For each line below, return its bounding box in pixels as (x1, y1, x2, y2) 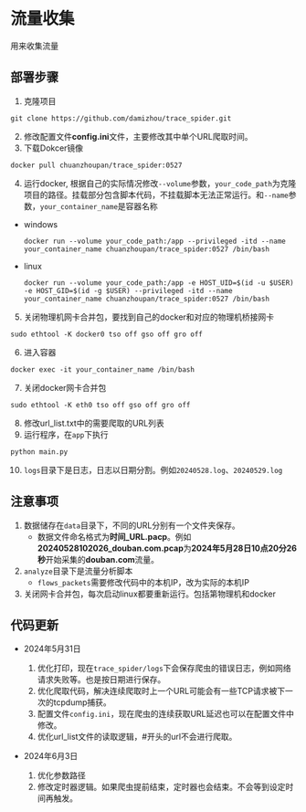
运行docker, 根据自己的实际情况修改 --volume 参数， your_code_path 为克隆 (23, 177, 297, 188)
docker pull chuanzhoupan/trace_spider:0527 (10, 161, 183, 170)
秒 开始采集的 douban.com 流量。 (37, 554, 159, 564)
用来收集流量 (10, 40, 58, 51)
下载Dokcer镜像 (23, 142, 84, 153)
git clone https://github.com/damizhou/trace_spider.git (10, 113, 232, 123)
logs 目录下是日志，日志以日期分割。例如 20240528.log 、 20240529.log (23, 464, 283, 475)
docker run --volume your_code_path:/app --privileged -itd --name (23, 237, 286, 246)
